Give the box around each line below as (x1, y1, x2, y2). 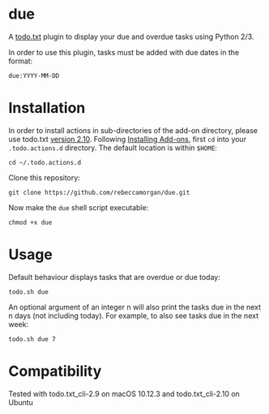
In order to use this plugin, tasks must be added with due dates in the (8, 47, 240, 57)
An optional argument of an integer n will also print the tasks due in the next (8, 302, 262, 312)
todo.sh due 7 (8, 334, 57, 343)
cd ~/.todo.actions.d (8, 158, 82, 166)
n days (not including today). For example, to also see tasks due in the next (8, 310, 259, 321)
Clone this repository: (8, 172, 81, 183)
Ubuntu (8, 397, 34, 407)
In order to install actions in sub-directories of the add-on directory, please (8, 125, 258, 135)
